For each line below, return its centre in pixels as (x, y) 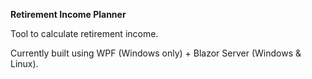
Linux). (24, 63)
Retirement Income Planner (68, 14)
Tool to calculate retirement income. (84, 33)
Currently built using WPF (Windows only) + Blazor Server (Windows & (156, 53)
